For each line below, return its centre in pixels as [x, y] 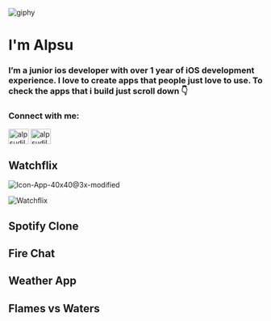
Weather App [42, 281]
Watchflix [33, 165]
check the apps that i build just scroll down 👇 [98, 91]
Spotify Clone [44, 226]
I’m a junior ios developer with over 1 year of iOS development [131, 70]
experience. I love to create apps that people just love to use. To [135, 81]
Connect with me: [44, 116]
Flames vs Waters [54, 308]
